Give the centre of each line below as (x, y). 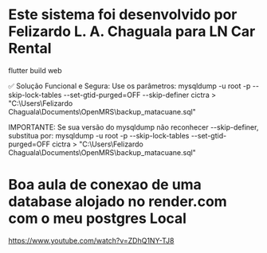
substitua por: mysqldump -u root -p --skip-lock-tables (99, 135)
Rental (30, 49)
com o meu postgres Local (98, 218)
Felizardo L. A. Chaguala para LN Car (132, 31)
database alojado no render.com (118, 202)
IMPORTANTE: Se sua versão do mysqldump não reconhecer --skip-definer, (133, 127)
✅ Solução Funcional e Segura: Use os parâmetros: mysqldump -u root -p (130, 86)
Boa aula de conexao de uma (105, 185)
